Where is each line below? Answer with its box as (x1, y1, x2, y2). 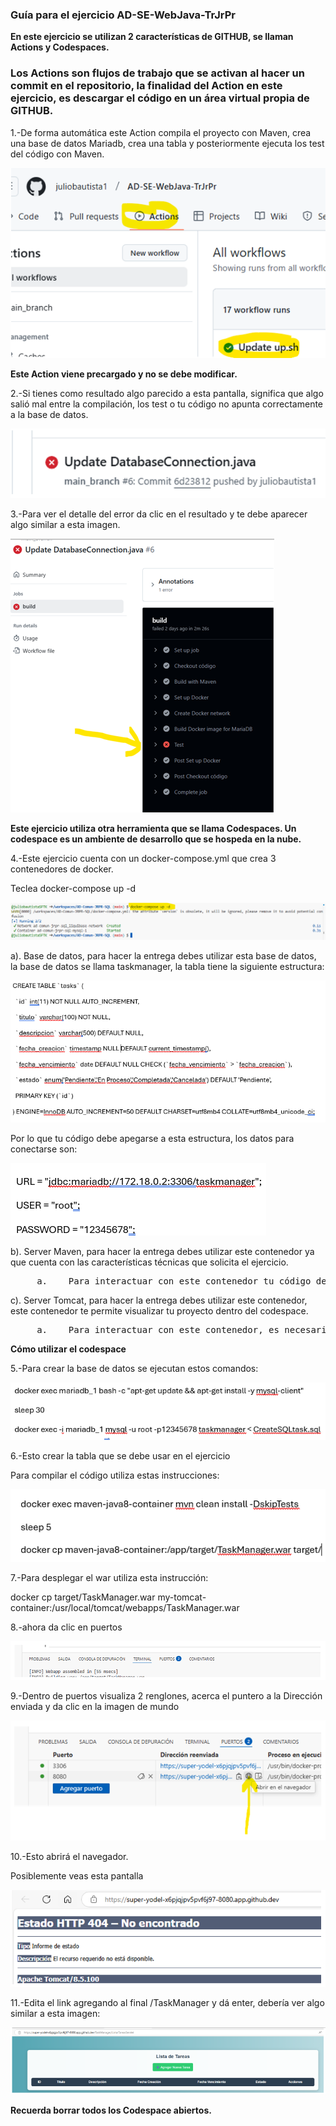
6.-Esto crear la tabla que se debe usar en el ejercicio (10, 1449, 231, 1462)
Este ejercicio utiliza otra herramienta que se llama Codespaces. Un (10, 822, 297, 834)
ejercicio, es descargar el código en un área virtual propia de (10, 91, 310, 105)
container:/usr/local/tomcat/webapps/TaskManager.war (10, 1601, 240, 1613)
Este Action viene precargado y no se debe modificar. (10, 368, 238, 380)
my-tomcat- (157, 1591, 207, 1603)
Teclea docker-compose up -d (10, 882, 137, 894)
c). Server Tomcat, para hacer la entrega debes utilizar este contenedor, (10, 1294, 308, 1306)
